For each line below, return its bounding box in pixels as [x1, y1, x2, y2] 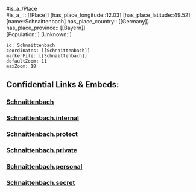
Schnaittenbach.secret [6, 178, 75, 187]
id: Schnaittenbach [6, 42, 55, 48]
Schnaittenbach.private [6, 146, 77, 155]
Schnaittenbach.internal [6, 114, 80, 122]
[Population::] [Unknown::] [6, 31, 72, 38]
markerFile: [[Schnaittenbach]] [6, 53, 87, 59]
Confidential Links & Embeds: [6, 79, 119, 90]
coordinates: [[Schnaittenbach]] [6, 48, 90, 54]
